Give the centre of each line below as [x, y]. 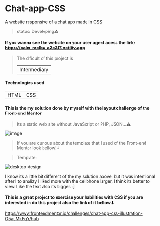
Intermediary [34, 70]
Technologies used [25, 82]
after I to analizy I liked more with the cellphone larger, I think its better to [78, 181]
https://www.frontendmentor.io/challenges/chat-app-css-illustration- [74, 213]
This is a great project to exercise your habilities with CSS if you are [74, 197]
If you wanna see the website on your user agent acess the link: [70, 42]
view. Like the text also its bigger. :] [40, 186]
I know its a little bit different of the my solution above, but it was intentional [80, 176]
